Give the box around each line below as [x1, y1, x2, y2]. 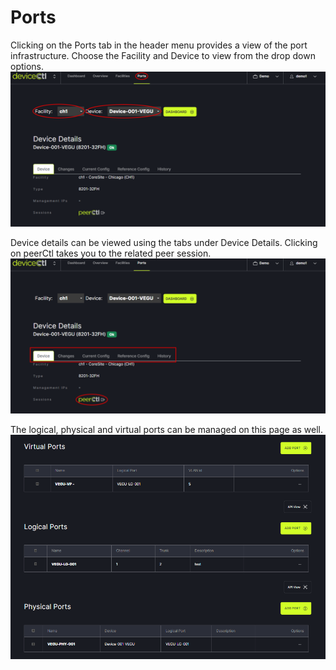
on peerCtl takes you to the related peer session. [10, 247, 212, 259]
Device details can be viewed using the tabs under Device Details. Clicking [10, 237, 318, 248]
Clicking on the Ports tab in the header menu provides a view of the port [10, 39, 308, 51]
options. [10, 60, 45, 72]
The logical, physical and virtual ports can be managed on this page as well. [10, 424, 324, 436]
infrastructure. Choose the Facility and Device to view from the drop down [10, 49, 316, 61]
